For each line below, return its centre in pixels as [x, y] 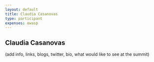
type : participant [24, 18]
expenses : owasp [22, 23]
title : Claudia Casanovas [31, 14]
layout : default [22, 9]
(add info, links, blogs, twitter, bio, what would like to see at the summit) [77, 54]
